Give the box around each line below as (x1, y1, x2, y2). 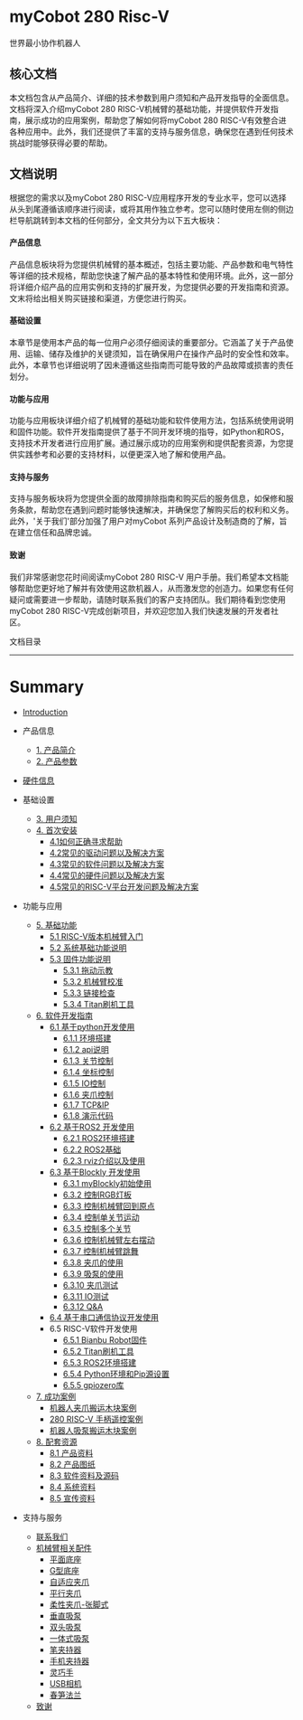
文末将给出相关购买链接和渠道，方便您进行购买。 (9, 292, 191, 304)
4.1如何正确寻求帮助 (49, 836, 124, 846)
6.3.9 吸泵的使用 (62, 1268, 124, 1279)
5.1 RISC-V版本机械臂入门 (49, 931, 144, 941)
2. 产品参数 (35, 755, 78, 766)
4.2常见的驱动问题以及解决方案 (49, 847, 165, 858)
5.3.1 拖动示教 (62, 965, 114, 976)
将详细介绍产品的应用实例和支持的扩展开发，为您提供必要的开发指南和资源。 (9, 281, 294, 292)
